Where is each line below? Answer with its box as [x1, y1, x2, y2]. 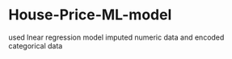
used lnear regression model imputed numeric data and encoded [8, 32, 225, 42]
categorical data [8, 40, 63, 50]
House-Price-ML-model [8, 6, 172, 24]
